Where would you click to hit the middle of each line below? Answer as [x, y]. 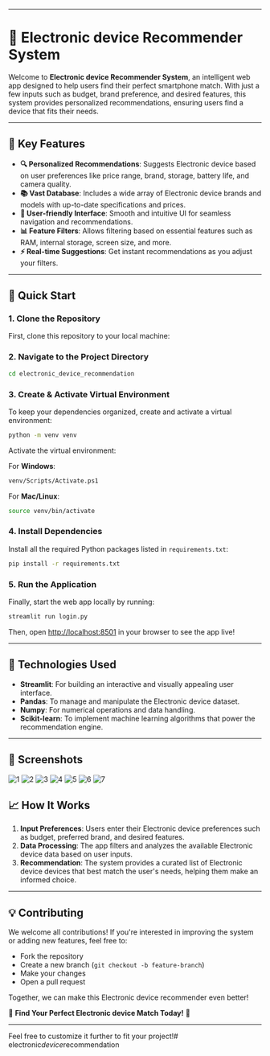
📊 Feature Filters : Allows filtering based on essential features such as [136, 231]
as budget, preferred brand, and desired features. [102, 837]
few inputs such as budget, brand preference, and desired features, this [127, 94]
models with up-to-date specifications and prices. [103, 204]
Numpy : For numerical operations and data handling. [107, 709]
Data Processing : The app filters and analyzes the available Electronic [136, 846]
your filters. [39, 263]
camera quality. [45, 184]
